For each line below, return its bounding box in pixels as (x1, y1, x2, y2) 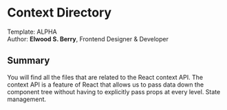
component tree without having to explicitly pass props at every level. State (7, 87, 221, 96)
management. (7, 95, 47, 103)
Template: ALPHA (7, 27, 57, 36)
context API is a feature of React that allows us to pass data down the (7, 80, 204, 89)
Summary (7, 55, 50, 67)
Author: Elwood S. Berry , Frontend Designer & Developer (7, 34, 169, 43)
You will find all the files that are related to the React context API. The (7, 73, 204, 81)
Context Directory (7, 5, 112, 21)
